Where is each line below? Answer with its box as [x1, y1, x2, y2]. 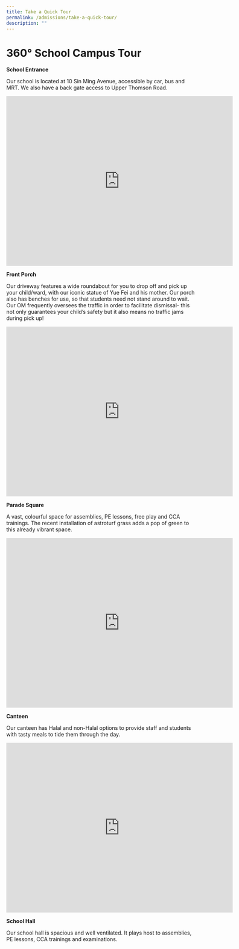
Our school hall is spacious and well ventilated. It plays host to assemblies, [6, 929, 192, 936]
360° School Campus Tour [6, 46, 142, 60]
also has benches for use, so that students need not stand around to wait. [6, 295, 190, 302]
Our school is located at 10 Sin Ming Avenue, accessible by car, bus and [6, 78, 185, 85]
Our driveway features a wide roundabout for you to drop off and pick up [6, 283, 187, 290]
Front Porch [6, 271, 36, 278]
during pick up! [6, 315, 44, 322]
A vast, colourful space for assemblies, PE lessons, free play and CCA [6, 513, 180, 520]
